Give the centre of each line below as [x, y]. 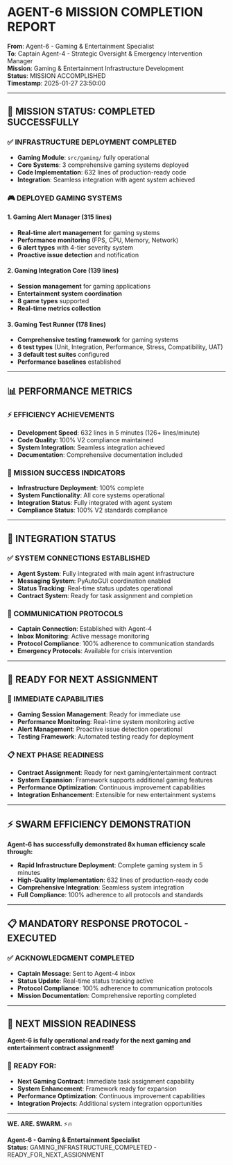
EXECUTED [32, 939]
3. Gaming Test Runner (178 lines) [57, 324]
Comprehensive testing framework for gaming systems [98, 340]
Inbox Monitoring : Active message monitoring [83, 636]
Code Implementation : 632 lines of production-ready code [102, 172]
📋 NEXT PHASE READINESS [55, 755]
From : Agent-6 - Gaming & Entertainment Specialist [81, 46]
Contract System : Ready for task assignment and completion [105, 595]
